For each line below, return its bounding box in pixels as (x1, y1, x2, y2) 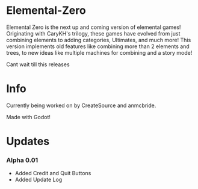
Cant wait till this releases (6, 61, 70, 68)
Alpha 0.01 (6, 156, 39, 164)
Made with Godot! (6, 113, 51, 120)
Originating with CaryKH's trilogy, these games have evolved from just (6, 29, 181, 37)
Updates (6, 135, 50, 148)
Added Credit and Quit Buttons (14, 170, 91, 177)
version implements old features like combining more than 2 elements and (6, 43, 190, 50)
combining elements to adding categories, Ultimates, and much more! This (6, 36, 191, 43)
